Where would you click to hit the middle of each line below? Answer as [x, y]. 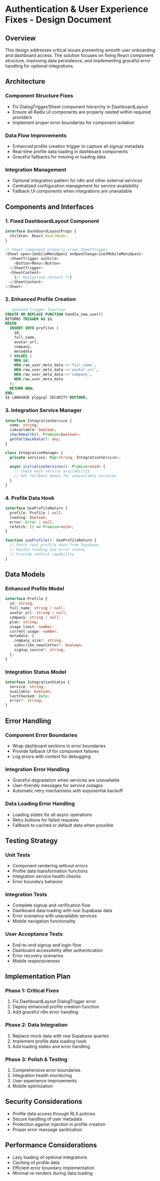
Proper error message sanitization [47, 1129]
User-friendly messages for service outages [58, 786]
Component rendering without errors [50, 866]
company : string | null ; [35, 617]
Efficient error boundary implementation [53, 1168]
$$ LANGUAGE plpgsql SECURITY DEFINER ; [46, 398]
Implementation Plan [38, 977]
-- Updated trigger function [35, 310]
